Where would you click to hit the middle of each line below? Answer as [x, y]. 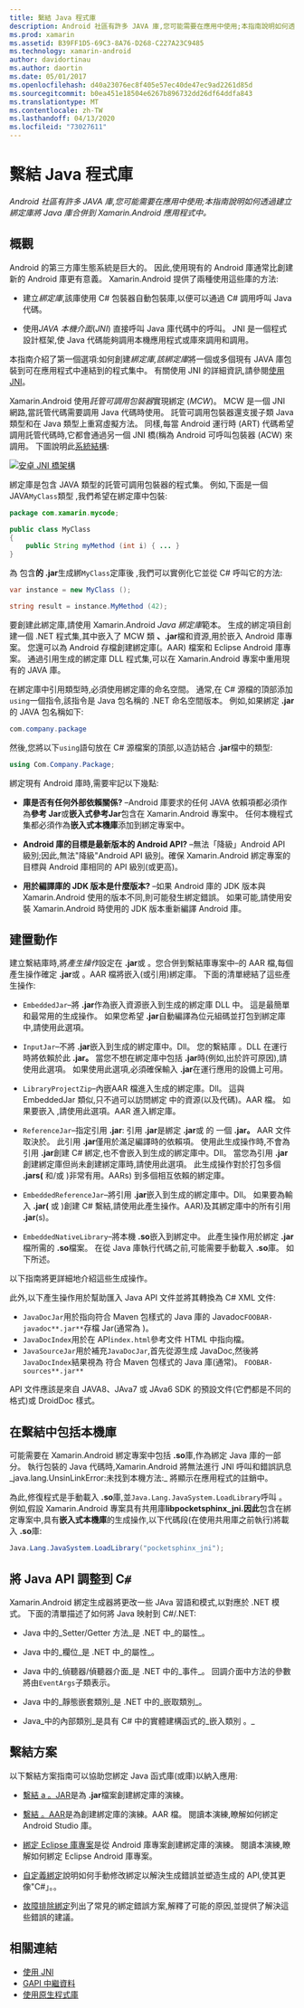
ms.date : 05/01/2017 [48, 77]
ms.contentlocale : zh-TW [56, 110]
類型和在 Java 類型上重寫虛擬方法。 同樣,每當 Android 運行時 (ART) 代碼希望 [152, 423]
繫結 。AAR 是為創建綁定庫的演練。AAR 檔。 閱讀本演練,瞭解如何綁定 [150, 1814]
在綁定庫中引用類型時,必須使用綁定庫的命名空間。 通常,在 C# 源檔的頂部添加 [151, 689]
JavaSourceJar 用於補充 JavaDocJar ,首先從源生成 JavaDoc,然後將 [141, 1351]
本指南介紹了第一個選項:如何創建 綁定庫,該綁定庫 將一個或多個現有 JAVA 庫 [147, 359]
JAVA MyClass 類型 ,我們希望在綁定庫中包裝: [88, 496]
